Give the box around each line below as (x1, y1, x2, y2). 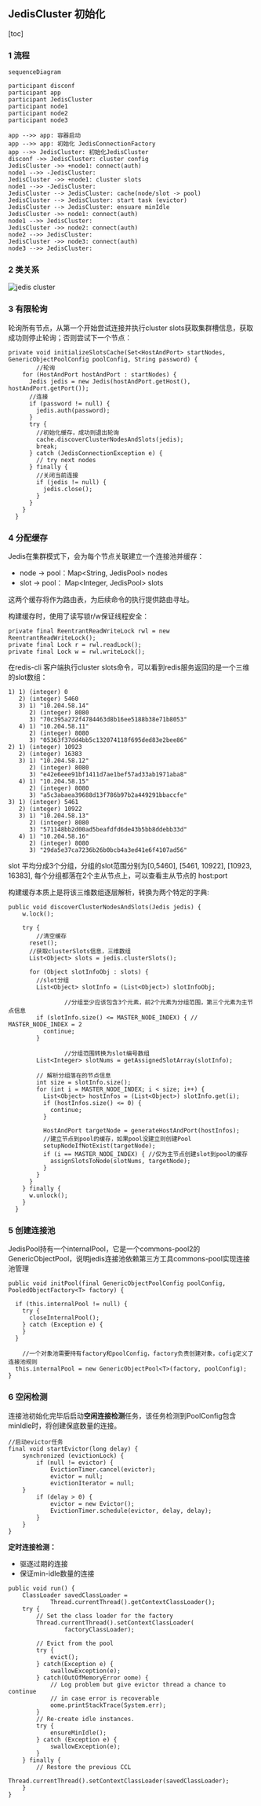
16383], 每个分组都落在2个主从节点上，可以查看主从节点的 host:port (8, 871, 228, 880)
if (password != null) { (28, 399, 111, 407)
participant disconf (8, 82, 76, 90)
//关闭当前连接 (36, 471, 78, 479)
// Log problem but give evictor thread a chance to (49, 1680, 226, 1688)
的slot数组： (8, 673, 48, 681)
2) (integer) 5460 (18, 695, 79, 703)
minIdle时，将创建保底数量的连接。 (8, 1421, 121, 1430)
